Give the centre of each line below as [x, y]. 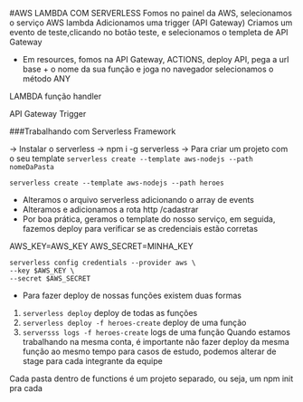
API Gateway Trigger [48, 114]
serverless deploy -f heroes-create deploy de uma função [134, 322]
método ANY [46, 79]
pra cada [26, 388]
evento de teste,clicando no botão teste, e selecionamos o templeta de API [149, 32]
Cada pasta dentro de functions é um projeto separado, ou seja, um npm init [151, 378]
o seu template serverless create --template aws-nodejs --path [131, 158]
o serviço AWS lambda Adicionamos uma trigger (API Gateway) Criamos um [151, 23]
